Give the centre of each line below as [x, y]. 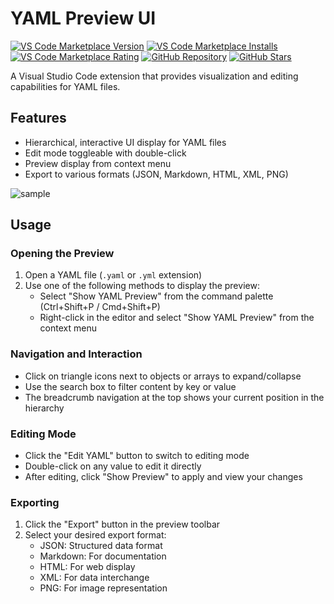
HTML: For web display [87, 567]
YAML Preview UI [83, 18]
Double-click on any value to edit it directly [113, 466]
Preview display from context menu [98, 163]
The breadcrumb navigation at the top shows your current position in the [174, 397]
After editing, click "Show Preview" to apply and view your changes [163, 477]
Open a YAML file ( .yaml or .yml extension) [113, 275]
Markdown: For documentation [103, 556]
